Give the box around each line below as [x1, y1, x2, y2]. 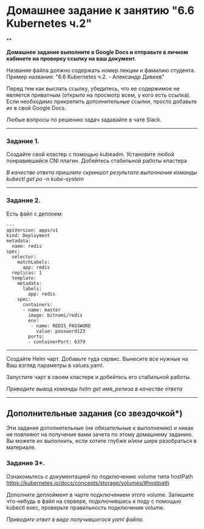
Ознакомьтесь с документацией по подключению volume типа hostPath [6, 473, 193, 480]
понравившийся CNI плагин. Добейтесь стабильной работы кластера [6, 157, 187, 165]
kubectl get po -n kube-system [6, 176, 84, 183]
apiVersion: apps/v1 [6, 227, 59, 233]
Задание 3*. [6, 459, 46, 468]
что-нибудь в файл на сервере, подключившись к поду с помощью [6, 497, 182, 505]
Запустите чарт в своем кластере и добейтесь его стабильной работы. [6, 373, 191, 380]
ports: [28, 333, 45, 340]
